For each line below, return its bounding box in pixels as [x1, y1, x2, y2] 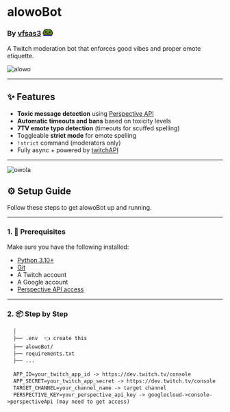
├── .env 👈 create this [13, 335, 88, 342]
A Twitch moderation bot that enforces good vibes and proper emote [7, 44, 201, 52]
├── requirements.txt [13, 350, 75, 357]
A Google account [16, 278, 68, 286]
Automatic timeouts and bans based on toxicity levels [16, 117, 171, 125]
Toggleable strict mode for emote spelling [16, 131, 137, 139]
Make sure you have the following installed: [7, 243, 129, 251]
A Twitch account [16, 270, 67, 278]
